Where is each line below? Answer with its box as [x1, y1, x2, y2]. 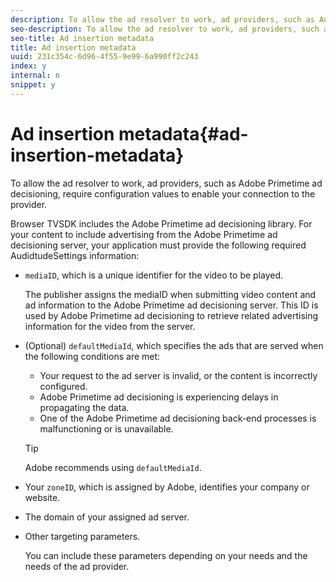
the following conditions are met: [24, 350, 161, 362]
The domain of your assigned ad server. [24, 511, 190, 523]
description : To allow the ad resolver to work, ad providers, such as [10, 14, 315, 25]
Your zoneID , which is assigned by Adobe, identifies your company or [24, 481, 310, 493]
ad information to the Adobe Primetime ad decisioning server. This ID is [24, 299, 319, 311]
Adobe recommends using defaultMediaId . [24, 461, 202, 473]
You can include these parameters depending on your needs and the [24, 549, 308, 561]
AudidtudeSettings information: [10, 249, 140, 261]
